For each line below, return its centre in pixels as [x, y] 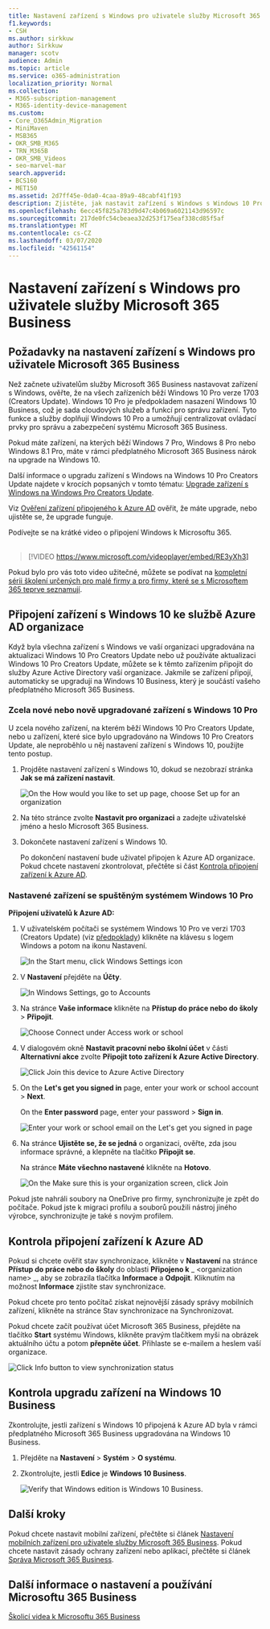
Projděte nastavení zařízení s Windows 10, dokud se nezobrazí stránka [136, 769]
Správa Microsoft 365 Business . [61, 1559]
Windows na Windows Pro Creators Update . [81, 492]
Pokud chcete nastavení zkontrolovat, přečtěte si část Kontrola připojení [139, 866]
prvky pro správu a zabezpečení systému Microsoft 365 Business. [118, 427]
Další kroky [37, 1514]
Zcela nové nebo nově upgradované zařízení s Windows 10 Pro [133, 710]
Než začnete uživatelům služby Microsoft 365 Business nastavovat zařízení [133, 384]
